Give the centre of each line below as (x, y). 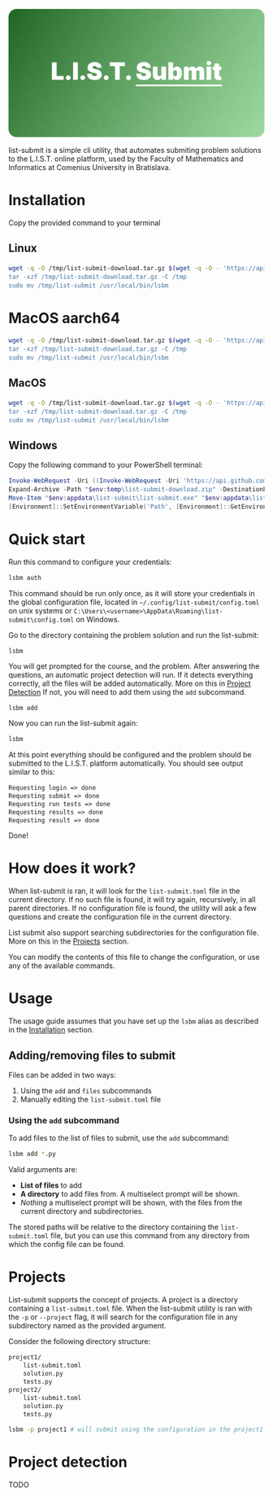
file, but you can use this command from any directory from (150, 1236)
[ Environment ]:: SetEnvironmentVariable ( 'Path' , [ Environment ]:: (119, 506)
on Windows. (98, 619)
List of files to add (51, 1185)
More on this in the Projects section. (69, 941)
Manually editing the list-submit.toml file (90, 1099)
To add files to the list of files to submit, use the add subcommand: (119, 1138)
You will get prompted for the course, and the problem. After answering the (134, 666)
